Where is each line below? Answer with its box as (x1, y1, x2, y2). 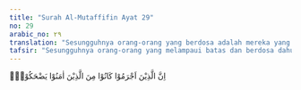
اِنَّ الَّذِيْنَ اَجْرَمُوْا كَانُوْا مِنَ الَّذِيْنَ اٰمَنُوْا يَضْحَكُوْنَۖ (9, 70, 167, 81)
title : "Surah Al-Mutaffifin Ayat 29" (9, 12, 154, 22)
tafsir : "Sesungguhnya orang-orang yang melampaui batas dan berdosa (9, 46, 275, 55)
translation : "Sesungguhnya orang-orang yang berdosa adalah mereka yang (9, 37, 291, 47)
